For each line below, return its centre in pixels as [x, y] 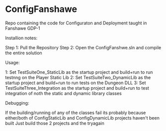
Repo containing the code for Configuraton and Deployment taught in [76, 23]
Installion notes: [21, 38]
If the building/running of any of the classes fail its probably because [76, 113]
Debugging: [17, 103]
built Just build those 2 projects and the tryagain [55, 123]
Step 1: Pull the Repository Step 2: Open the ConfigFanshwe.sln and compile [83, 47]
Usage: [12, 62]
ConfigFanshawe [41, 9]
